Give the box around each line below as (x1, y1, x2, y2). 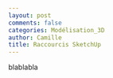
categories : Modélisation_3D (8, 26, 105, 34)
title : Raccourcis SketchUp (8, 41, 102, 49)
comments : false (8, 19, 62, 27)
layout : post (8, 11, 52, 20)
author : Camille (8, 33, 62, 42)
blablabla (8, 62, 38, 72)
